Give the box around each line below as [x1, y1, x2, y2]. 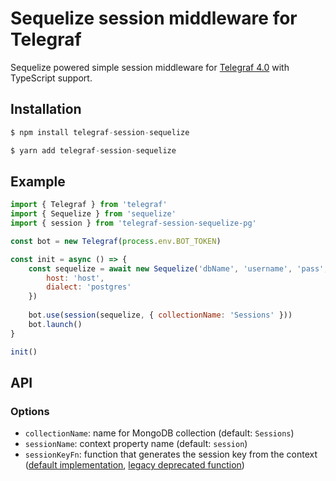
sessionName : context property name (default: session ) [24, 438, 248, 450]
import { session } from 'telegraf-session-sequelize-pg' [10, 218, 257, 229]
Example [10, 173, 66, 190]
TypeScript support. [10, 72, 93, 84]
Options [10, 404, 50, 418]
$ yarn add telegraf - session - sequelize [10, 145, 177, 156]
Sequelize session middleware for [10, 7, 298, 30]
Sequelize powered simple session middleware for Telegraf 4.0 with [10, 61, 290, 73]
